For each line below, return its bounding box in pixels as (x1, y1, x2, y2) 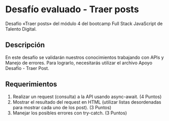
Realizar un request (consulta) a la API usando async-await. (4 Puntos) (12, 93, 162, 100)
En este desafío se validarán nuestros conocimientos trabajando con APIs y (5, 54, 164, 60)
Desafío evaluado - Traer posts (5, 4, 139, 15)
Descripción (5, 41, 45, 50)
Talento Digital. (5, 26, 37, 32)
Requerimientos (5, 80, 57, 89)
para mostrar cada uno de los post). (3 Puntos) (12, 104, 111, 110)
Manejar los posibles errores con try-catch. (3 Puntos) (12, 110, 127, 116)
